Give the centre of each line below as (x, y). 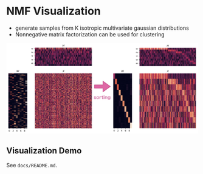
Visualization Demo (44, 151)
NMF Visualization (54, 11)
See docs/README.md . (32, 165)
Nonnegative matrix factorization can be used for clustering (90, 34)
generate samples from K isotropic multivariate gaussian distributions (102, 28)
